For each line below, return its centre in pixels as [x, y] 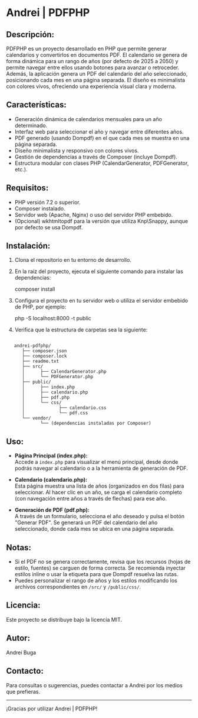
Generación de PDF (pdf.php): [52, 510]
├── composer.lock [44, 356]
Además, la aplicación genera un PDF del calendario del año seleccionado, [97, 74]
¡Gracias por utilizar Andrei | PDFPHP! [52, 709]
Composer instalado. [40, 208]
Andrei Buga [21, 652]
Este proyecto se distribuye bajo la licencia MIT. [64, 619]
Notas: [19, 548]
